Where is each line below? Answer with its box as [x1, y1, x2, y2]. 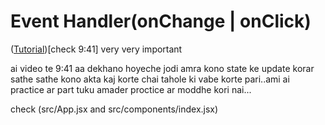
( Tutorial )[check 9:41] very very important [10, 43, 183, 55]
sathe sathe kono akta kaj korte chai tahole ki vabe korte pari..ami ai [10, 73, 290, 85]
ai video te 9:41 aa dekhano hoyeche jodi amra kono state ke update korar [10, 62, 315, 74]
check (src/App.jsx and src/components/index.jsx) [10, 103, 219, 115]
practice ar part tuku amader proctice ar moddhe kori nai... [10, 83, 252, 95]
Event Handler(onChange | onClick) [10, 10, 312, 33]
